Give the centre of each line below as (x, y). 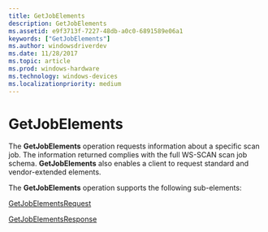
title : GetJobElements (47, 16)
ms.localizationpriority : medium (65, 84)
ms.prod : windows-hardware (54, 69)
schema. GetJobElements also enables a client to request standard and (129, 164)
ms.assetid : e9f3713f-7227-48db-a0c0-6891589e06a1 (96, 31)
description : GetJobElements (58, 24)
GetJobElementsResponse (53, 219)
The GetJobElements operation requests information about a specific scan (134, 146)
